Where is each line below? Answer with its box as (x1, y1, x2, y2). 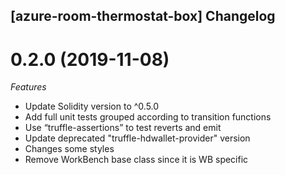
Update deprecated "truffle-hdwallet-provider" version (24, 132, 251, 144)
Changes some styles (24, 143, 115, 155)
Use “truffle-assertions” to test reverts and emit (24, 122, 222, 134)
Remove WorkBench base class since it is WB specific (24, 154, 249, 166)
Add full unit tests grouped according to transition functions (24, 111, 272, 123)
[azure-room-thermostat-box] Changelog (10, 8, 276, 25)
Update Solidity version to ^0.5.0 (24, 100, 160, 113)
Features (10, 81, 47, 93)
